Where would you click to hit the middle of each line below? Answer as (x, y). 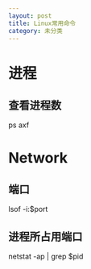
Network (38, 157)
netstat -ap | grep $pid (46, 257)
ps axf (19, 125)
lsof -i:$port (28, 209)
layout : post (30, 16)
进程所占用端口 (45, 236)
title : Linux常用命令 (42, 23)
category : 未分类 (35, 31)
